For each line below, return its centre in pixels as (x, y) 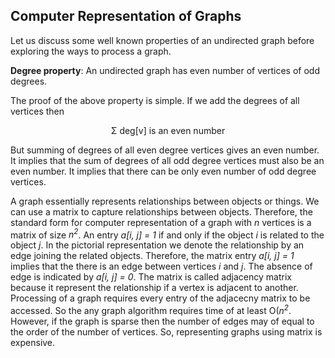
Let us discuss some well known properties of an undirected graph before (162, 40)
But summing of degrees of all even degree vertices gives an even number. (165, 150)
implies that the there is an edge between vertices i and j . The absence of (161, 266)
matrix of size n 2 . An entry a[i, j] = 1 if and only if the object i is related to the (167, 234)
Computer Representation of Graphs (126, 16)
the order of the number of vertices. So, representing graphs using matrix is (166, 332)
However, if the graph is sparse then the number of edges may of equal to (162, 321)
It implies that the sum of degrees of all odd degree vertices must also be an (167, 160)
